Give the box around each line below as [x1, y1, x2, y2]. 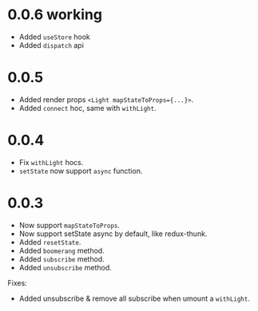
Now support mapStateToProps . [18, 220, 121, 230]
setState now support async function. [18, 166, 143, 175]
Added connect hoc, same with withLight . [18, 103, 157, 112]
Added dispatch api [18, 40, 85, 49]
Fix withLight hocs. [18, 157, 84, 167]
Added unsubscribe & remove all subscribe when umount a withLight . [18, 293, 251, 303]
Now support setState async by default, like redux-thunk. [18, 229, 208, 238]
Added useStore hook [18, 32, 91, 41]
